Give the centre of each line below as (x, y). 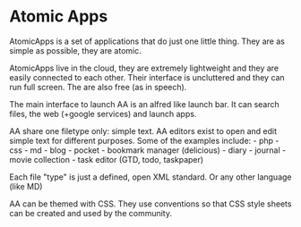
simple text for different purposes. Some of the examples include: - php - (144, 140)
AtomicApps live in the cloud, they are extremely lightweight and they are (144, 68)
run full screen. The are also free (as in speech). (98, 87)
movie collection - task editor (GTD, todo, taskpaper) (107, 159)
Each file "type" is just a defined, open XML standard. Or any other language (150, 177)
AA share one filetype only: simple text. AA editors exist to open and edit (143, 130)
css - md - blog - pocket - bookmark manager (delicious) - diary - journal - (148, 150)
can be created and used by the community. (91, 213)
